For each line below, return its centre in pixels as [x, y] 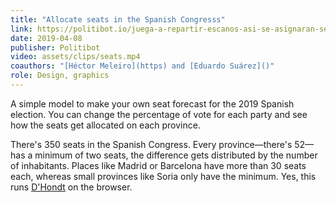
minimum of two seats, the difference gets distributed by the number [176, 155]
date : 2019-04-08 [46, 38]
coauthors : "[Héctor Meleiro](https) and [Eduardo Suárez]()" [142, 66]
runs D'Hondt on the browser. [71, 187]
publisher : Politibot [55, 47]
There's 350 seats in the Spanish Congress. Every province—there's [151, 144]
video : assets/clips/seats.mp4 [75, 57]
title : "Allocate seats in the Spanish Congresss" [118, 19]
